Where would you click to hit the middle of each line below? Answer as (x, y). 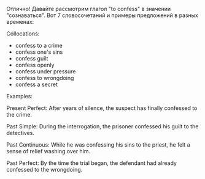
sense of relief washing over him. (48, 151)
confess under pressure (45, 71)
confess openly (35, 65)
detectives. (21, 133)
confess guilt (32, 58)
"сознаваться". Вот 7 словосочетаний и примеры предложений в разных (102, 15)
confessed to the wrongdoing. (44, 170)
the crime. (19, 115)
